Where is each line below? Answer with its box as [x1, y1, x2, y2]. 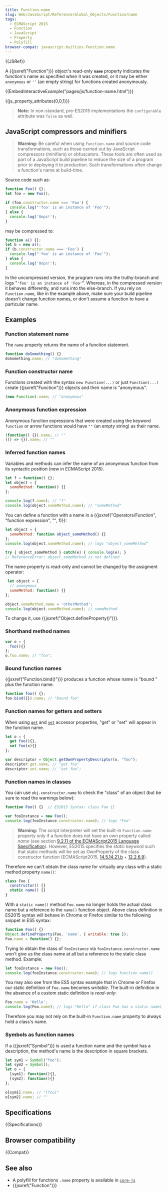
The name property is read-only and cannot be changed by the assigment [5, 563, 158, 570]
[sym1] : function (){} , [9, 1071, 57, 1076]
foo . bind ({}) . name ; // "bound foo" [5, 696, 79, 701]
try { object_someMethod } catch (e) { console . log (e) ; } [5, 550, 126, 555]
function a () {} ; [5, 237, 41, 242]
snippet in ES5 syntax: [5, 917, 51, 923]
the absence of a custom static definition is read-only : [5, 990, 117, 996]
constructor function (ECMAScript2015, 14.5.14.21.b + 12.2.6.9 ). [17, 853, 147, 860]
